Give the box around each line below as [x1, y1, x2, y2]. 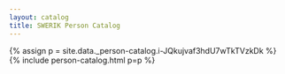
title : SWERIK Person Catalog [9, 21, 121, 30]
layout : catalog [9, 12, 69, 22]
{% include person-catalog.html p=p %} [9, 55, 156, 65]
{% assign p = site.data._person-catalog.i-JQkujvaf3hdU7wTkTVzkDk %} [9, 45, 277, 55]
